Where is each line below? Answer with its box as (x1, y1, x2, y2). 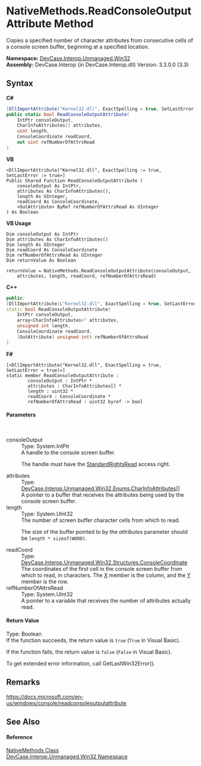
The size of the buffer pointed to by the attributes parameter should (21, 528, 188, 535)
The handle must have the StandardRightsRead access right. (21, 460, 170, 467)
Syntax (6, 78, 33, 89)
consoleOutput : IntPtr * (28, 378, 93, 384)
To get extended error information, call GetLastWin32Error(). (6, 660, 156, 667)
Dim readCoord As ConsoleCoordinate (6, 247, 98, 253)
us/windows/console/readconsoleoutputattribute (6, 699, 127, 707)
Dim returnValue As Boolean (6, 257, 77, 263)
